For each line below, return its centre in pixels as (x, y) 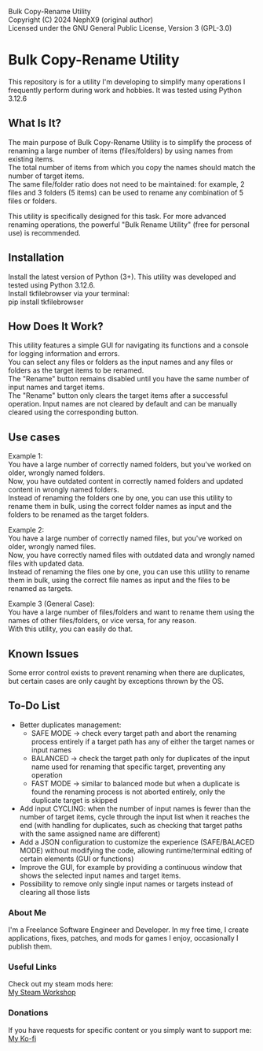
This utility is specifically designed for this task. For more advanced (117, 216)
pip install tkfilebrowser (46, 302)
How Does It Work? (56, 326)
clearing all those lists (55, 892)
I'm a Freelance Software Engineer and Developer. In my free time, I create (129, 930)
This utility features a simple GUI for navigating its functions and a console (128, 345)
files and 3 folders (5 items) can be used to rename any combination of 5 (126, 192)
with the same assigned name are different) (90, 834)
